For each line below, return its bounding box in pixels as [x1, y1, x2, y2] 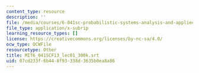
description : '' [6, 14, 46, 20]
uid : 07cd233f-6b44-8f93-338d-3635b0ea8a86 [6, 58, 115, 64]
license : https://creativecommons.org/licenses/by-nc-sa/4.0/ [6, 36, 163, 42]
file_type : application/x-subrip [6, 25, 89, 31]
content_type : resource [6, 8, 65, 15]
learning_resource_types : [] [6, 31, 78, 36]
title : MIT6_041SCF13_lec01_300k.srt [6, 52, 99, 58]
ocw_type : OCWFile [6, 42, 52, 48]
